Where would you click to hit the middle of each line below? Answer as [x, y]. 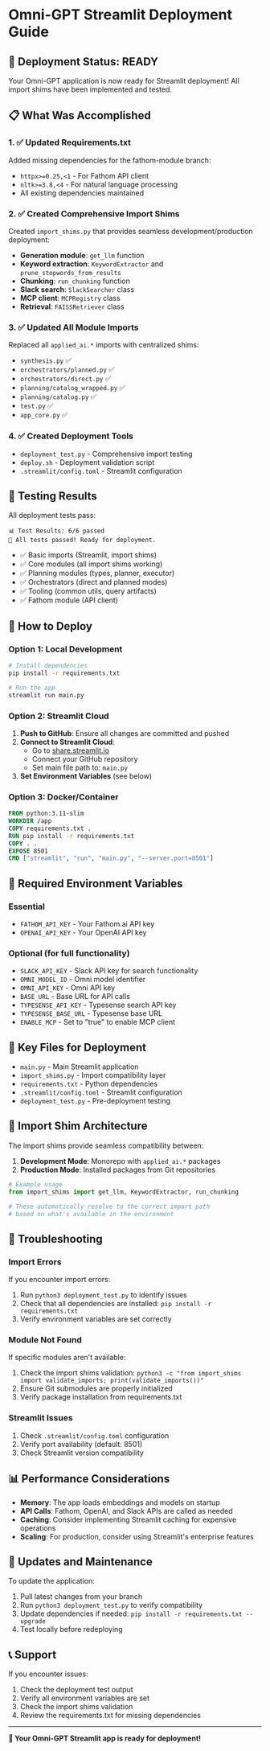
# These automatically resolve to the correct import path [109, 1206]
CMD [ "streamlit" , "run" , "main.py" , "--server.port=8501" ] [111, 858]
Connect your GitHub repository [85, 758]
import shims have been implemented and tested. [90, 89]
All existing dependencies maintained [82, 193]
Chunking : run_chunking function [75, 281]
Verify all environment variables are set [85, 1698]
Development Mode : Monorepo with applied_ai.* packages [120, 1161]
